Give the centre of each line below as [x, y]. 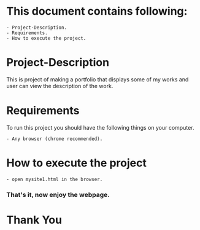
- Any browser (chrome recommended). [55, 139]
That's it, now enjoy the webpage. [58, 195]
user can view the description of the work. [60, 86]
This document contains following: [97, 11]
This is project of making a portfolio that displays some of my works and [98, 79]
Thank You [34, 220]
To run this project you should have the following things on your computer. [100, 127]
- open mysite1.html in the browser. [55, 179]
